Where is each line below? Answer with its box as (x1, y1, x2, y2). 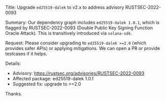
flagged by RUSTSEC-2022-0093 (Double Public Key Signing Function (5, 25, 153, 31)
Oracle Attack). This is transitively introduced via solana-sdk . (5, 30, 132, 36)
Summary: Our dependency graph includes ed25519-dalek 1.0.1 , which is (5, 20, 160, 25)
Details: (5, 61, 21, 66)
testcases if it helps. (5, 50, 47, 57)
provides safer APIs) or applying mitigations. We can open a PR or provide (5, 45, 160, 51)
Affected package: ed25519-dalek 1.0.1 (12, 76, 94, 81)
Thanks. (5, 91, 22, 96)
